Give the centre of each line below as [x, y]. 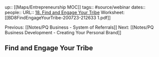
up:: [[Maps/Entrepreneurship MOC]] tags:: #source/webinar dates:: [75, 7]
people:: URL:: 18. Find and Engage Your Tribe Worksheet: [65, 12]
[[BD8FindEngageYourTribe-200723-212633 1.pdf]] [58, 18]
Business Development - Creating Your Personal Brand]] [63, 32]
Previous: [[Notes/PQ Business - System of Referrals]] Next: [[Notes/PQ [79, 27]
